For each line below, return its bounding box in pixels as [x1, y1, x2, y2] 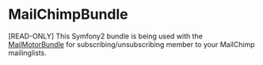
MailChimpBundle [8, 5, 128, 23]
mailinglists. [8, 48, 48, 57]
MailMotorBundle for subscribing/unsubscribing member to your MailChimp [8, 39, 255, 49]
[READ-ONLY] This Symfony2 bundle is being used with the [8, 31, 204, 41]
